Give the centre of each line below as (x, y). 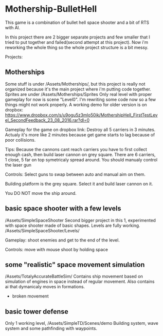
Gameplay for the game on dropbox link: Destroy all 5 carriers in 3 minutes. (80, 130)
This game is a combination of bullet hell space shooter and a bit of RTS (77, 22)
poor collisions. (20, 140)
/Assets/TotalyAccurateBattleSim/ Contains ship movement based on (74, 277)
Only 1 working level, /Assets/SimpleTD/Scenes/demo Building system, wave (82, 323)
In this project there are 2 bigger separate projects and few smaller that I (78, 37)
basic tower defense (37, 311)
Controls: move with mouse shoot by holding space (56, 249)
